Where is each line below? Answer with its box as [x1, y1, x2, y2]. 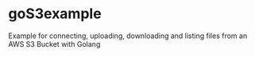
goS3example [8, 5, 102, 23]
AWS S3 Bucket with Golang [8, 39, 101, 48]
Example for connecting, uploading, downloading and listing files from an [8, 31, 248, 40]
